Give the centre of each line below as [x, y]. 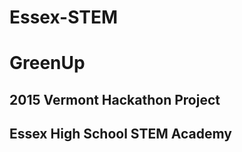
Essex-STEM [64, 17]
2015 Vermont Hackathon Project [115, 99]
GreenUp [47, 63]
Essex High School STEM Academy [120, 134]
